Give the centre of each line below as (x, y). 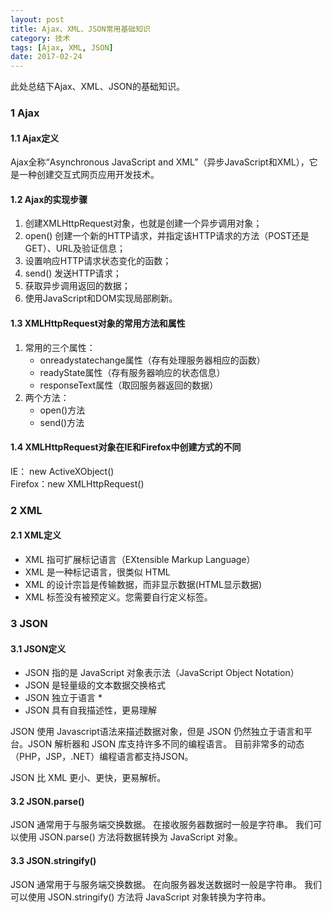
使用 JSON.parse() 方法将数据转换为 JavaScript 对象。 (130, 837)
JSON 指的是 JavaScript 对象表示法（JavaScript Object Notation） (162, 673)
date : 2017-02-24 (46, 57)
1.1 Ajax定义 (35, 138)
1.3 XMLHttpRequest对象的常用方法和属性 (98, 323)
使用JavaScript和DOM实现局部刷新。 (101, 298)
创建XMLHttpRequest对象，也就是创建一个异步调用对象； (143, 223)
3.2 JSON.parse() (47, 801)
